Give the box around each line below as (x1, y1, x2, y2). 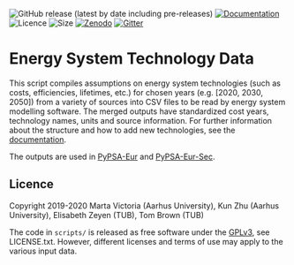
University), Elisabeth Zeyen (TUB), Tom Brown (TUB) (9, 209, 205, 220)
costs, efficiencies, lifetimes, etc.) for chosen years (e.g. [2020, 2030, (9, 87, 263, 97)
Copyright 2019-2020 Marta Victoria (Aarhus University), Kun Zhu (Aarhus (9, 200, 280, 211)
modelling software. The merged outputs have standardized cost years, (9, 106, 269, 117)
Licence (9, 177, 55, 192)
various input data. (9, 246, 78, 256)
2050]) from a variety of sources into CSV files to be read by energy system (9, 96, 286, 107)
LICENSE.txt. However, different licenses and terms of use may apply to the (9, 236, 284, 246)
